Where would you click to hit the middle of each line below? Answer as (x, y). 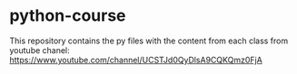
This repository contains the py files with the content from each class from (149, 41)
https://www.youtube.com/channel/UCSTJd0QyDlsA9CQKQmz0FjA (136, 60)
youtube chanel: (40, 50)
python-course (68, 16)
